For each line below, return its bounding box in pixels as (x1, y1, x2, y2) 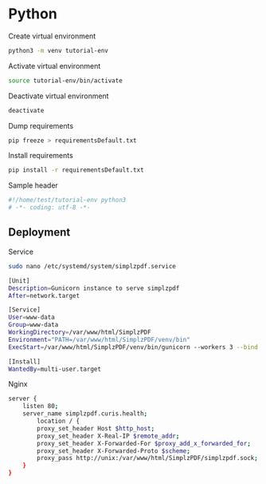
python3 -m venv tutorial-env (8, 46, 109, 54)
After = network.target (8, 292, 80, 300)
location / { (37, 417, 80, 425)
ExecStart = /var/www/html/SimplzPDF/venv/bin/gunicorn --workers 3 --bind (8, 343, 259, 351)
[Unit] (8, 276, 30, 284)
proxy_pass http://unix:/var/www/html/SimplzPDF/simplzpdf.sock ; (37, 454, 259, 462)
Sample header (8, 181, 58, 190)
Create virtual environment (8, 31, 96, 41)
